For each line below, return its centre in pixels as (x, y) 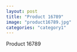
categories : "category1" (36, 27)
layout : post (22, 11)
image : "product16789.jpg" (39, 22)
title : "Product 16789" (35, 17)
